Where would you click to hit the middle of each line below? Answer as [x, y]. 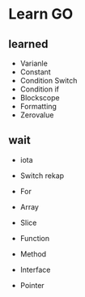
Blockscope [40, 98]
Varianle [34, 63]
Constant [35, 72]
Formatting [38, 106]
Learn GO [41, 14]
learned [28, 44]
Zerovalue [37, 115]
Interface [35, 269]
